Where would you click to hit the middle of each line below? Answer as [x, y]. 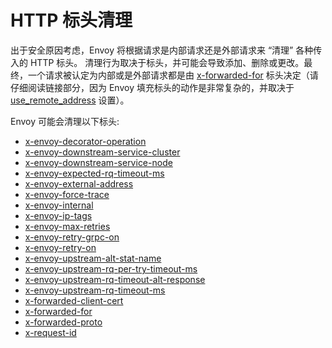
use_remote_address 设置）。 [70, 100]
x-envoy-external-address [79, 183]
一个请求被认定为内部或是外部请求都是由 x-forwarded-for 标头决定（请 [173, 75]
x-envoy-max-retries [67, 226]
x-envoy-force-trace [67, 194]
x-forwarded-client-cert [74, 300]
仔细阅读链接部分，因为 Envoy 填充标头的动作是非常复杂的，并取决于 [152, 87]
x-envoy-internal [59, 205]
